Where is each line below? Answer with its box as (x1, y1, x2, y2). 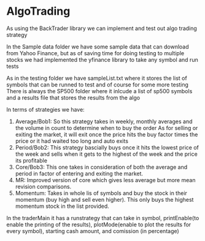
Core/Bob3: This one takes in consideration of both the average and (15, 163, 188, 170)
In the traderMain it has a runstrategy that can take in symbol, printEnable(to (6, 214, 199, 221)
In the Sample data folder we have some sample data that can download (6, 43, 189, 50)
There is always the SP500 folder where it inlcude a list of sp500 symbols (6, 87, 193, 94)
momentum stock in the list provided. (15, 202, 109, 210)
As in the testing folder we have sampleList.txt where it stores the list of (6, 74, 187, 82)
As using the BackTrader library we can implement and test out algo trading (6, 25, 198, 32)
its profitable (15, 156, 48, 164)
